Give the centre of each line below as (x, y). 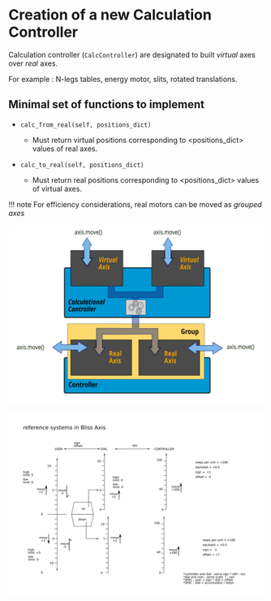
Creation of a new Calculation (110, 15)
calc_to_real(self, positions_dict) (82, 165)
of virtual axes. (57, 188)
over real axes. (33, 63)
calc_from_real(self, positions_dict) (86, 125)
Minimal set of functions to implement (107, 104)
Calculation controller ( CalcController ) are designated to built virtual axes (132, 54)
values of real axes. (65, 149)
